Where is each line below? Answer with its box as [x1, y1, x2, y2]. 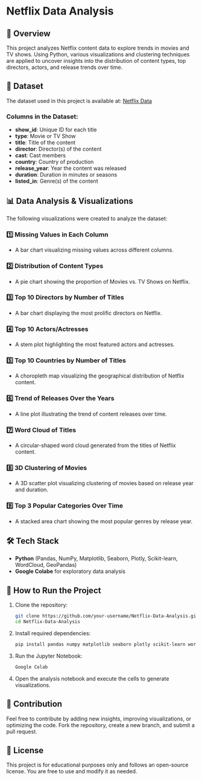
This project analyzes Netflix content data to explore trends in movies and [6, 44, 190, 51]
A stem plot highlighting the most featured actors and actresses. [14, 341, 175, 348]
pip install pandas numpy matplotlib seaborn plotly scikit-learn [14, 641, 186, 647]
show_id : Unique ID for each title [14, 126, 97, 134]
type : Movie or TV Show [14, 132, 77, 140]
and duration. [14, 486, 49, 494]
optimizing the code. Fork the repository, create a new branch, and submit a [6, 721, 195, 728]
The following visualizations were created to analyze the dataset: [6, 215, 168, 222]
